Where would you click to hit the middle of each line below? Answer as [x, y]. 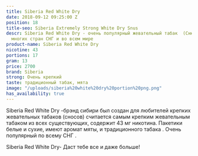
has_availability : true [35, 94]
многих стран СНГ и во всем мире [52, 39]
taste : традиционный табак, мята [47, 83]
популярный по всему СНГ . [41, 135]
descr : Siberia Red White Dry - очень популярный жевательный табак [92, 34]
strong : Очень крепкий [34, 77]
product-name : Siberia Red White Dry [52, 45]
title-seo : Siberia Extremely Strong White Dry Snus [72, 28]
